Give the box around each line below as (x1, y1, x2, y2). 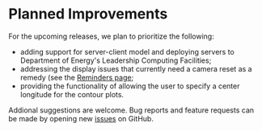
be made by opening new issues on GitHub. (8, 113, 154, 123)
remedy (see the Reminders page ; (19, 72, 134, 82)
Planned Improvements (8, 5, 168, 23)
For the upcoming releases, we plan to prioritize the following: (8, 31, 214, 41)
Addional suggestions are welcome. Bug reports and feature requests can (8, 105, 255, 115)
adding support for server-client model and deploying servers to (19, 47, 235, 56)
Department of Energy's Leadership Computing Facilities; (19, 55, 212, 65)
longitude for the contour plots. (19, 89, 124, 99)
